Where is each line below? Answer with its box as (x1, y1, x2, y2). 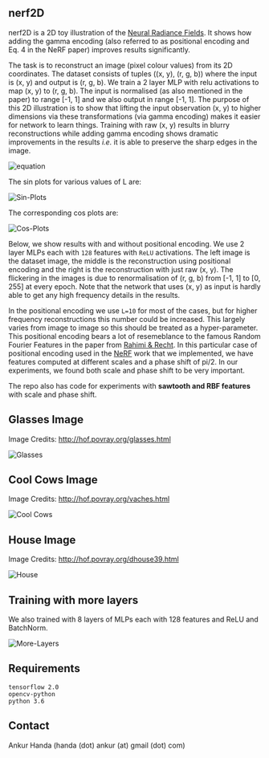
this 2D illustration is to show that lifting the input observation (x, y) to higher (8, 103, 262, 112)
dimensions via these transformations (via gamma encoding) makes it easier (8, 112, 261, 121)
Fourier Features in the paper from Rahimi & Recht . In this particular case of (8, 340, 258, 349)
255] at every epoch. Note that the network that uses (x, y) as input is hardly (8, 281, 261, 291)
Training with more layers (8, 593, 139, 607)
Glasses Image (8, 413, 84, 426)
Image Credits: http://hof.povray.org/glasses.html (8, 434, 171, 444)
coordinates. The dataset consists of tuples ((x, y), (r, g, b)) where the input (8, 68, 258, 79)
